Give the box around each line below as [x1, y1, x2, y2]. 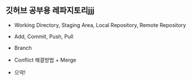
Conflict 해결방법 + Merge [14, 56, 76, 63]
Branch [14, 44, 32, 51]
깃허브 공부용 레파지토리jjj [5, 5, 95, 16]
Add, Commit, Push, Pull [14, 33, 73, 40]
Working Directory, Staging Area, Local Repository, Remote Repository [14, 21, 186, 28]
